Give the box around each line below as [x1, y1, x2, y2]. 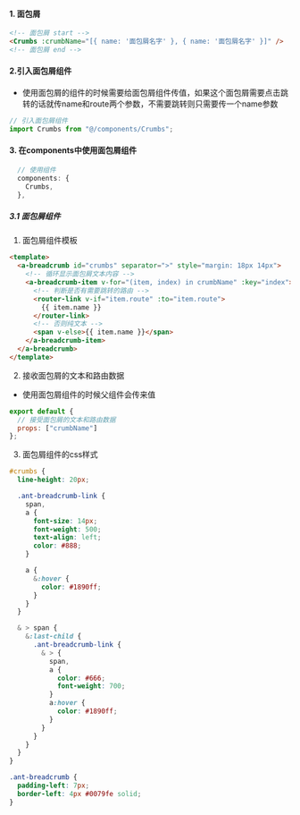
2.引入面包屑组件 [9, 65, 72, 76]
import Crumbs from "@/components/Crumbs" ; [9, 124, 174, 133]
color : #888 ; [32, 541, 82, 550]
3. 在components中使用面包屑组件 [9, 145, 137, 156]
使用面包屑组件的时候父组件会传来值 [21, 389, 156, 400]
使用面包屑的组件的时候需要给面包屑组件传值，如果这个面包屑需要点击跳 [21, 88, 288, 98]
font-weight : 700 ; [56, 682, 126, 691]
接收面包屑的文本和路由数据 [21, 369, 125, 380]
